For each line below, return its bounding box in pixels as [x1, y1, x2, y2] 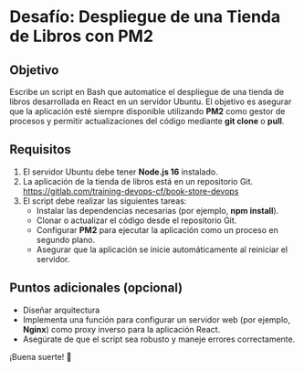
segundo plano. [36, 234, 96, 245]
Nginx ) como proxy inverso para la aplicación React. [22, 323, 221, 334]
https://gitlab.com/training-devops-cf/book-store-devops [22, 185, 239, 196]
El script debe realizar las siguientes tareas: [22, 195, 187, 207]
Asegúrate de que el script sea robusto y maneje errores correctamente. [22, 334, 296, 344]
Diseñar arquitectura [22, 304, 100, 315]
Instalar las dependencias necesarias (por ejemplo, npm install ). [36, 205, 279, 216]
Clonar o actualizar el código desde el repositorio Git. [36, 215, 237, 226]
